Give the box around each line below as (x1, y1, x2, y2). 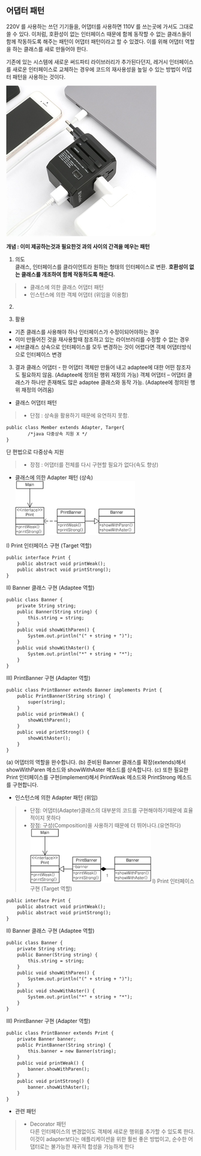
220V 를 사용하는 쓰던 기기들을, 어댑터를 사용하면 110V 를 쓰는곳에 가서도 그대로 (6, 23, 194, 30)
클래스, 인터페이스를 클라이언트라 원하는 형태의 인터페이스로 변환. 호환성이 (14, 263, 188, 270)
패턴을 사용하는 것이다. (12, 73, 66, 80)
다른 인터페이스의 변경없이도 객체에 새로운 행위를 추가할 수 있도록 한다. (29, 1128, 195, 1135)
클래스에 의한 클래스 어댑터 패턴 (29, 283, 104, 291)
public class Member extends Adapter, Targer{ (6, 424, 125, 430)
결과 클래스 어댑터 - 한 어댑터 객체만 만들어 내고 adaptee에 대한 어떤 (14, 363, 175, 371)
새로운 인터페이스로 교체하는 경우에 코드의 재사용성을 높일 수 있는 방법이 (12, 66, 181, 73)
